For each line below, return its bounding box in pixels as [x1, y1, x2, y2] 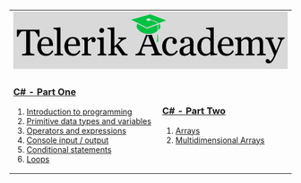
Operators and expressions [26, 125, 127, 136]
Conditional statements [26, 144, 112, 154]
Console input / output [26, 135, 109, 146]
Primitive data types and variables [26, 115, 152, 126]
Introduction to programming [26, 106, 133, 117]
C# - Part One [13, 86, 76, 98]
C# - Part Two [162, 104, 226, 117]
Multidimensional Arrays [175, 135, 265, 146]
